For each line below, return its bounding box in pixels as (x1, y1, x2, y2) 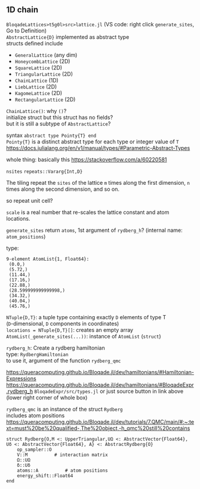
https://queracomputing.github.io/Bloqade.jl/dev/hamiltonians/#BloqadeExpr (6, 381, 194, 388)
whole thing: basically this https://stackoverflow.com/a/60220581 (6, 155, 167, 163)
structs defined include (6, 39, 63, 47)
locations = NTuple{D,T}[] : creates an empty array (6, 326, 133, 334)
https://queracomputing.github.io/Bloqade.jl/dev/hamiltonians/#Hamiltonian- (6, 368, 195, 375)
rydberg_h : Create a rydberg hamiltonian (6, 344, 106, 352)
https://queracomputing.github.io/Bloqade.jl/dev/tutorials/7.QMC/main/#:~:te (6, 418, 195, 425)
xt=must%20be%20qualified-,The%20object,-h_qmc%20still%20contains (6, 424, 190, 432)
